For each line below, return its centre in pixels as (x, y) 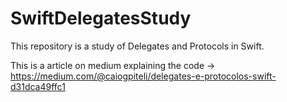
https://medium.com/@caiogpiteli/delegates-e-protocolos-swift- (143, 76)
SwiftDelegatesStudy (101, 18)
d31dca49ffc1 (38, 86)
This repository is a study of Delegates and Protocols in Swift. (137, 46)
